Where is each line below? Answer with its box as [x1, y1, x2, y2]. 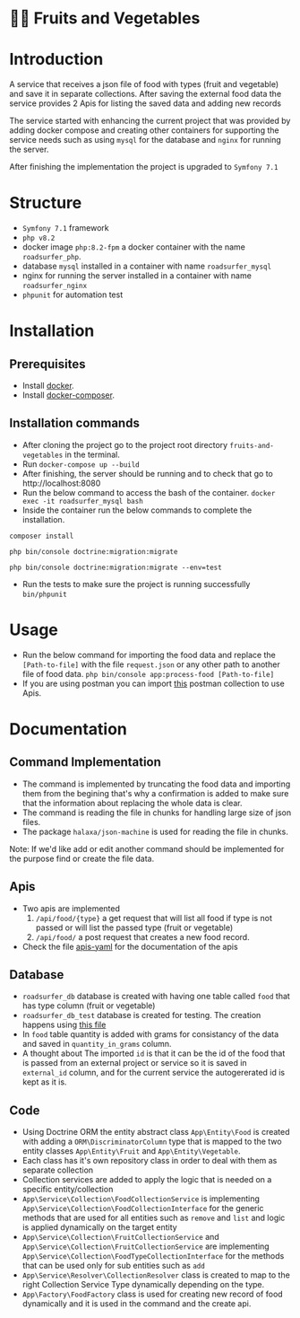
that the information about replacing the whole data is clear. [21, 797, 243, 808]
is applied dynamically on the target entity [21, 1222, 177, 1233]
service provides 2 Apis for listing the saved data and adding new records [9, 98, 282, 109]
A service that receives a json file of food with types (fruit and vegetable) [9, 79, 279, 90]
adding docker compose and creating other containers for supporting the [9, 125, 279, 136]
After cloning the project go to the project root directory [21, 439, 228, 450]
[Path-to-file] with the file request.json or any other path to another [21, 659, 280, 670]
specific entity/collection [21, 1184, 114, 1195]
